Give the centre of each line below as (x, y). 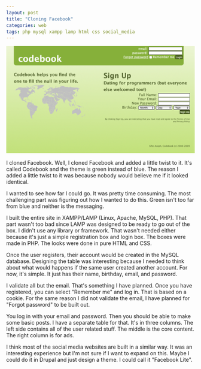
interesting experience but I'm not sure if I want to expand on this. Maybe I (98, 353)
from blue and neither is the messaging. (55, 206)
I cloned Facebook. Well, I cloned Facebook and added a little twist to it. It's (99, 163)
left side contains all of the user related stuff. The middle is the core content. (100, 329)
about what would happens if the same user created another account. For (97, 268)
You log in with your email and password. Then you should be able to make (99, 316)
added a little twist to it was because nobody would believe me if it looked (97, 176)
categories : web (26, 25)
